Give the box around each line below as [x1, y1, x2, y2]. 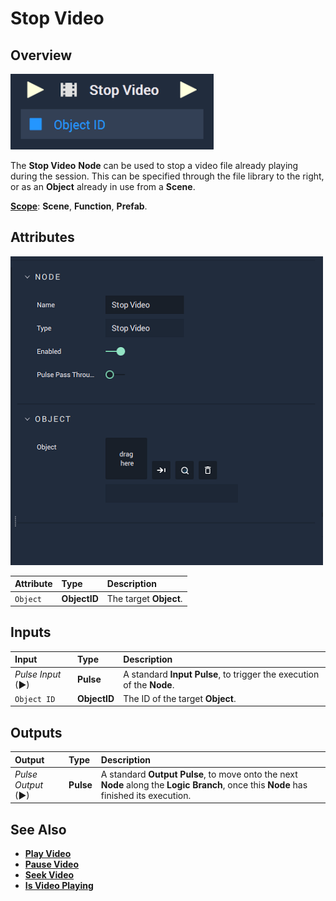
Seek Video [24, 869, 75, 881]
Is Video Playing [24, 880, 94, 892]
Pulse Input [14, 668, 62, 680]
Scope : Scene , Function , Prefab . [10, 200, 148, 212]
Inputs [10, 624, 52, 641]
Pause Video [24, 858, 80, 871]
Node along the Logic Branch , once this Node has [100, 778, 308, 791]
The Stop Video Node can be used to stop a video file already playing [10, 160, 299, 171]
